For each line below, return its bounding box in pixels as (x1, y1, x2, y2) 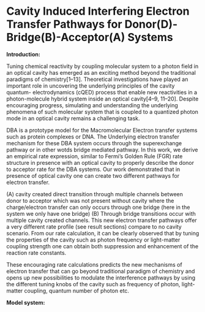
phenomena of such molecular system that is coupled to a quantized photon (6, 108, 199, 115)
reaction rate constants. (6, 249, 67, 256)
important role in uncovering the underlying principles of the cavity (6, 82, 175, 89)
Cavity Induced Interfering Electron (6, 4, 190, 18)
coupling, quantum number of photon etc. (24, 287, 130, 294)
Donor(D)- (124, 17, 178, 31)
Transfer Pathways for (6, 17, 122, 31)
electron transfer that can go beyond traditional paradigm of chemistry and (6, 267, 195, 275)
